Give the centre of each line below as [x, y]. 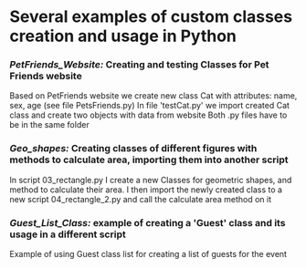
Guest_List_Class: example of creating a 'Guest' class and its [148, 222]
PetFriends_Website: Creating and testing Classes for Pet [139, 65]
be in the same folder [49, 125]
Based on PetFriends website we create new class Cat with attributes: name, [153, 96]
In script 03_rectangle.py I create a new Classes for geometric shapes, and [151, 180]
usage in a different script [68, 234]
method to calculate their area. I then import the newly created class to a [146, 190]
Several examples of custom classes [151, 17]
